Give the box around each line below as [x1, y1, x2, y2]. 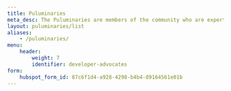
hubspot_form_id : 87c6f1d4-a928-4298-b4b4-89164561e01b [19, 73, 184, 81]
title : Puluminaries [7, 10, 67, 17]
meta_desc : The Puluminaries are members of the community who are [7, 16, 205, 23]
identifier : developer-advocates [32, 61, 128, 68]
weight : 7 [32, 55, 60, 62]
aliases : [7, 29, 32, 36]
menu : [7, 42, 23, 49]
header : [19, 49, 41, 55]
